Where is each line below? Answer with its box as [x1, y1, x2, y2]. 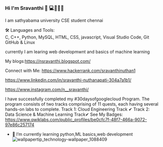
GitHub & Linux [5, 39, 36, 45]
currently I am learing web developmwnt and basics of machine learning [5, 49, 150, 55]
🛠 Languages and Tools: [5, 27, 55, 33]
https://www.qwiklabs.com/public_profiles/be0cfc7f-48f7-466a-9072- [5, 117, 147, 123]
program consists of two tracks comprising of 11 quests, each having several [5, 101, 159, 107]
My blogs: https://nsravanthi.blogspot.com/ [5, 58, 91, 64]
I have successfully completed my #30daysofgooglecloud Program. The [5, 96, 150, 102]
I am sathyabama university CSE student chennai [5, 18, 103, 23]
